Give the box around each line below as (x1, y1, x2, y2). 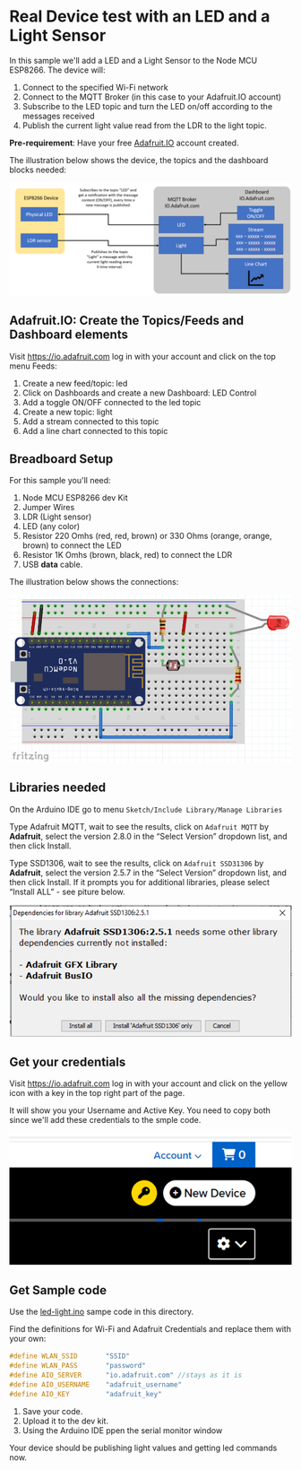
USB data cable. (21, 559, 83, 570)
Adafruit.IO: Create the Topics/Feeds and (9, 313, 245, 328)
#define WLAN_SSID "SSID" (9, 1352, 130, 1361)
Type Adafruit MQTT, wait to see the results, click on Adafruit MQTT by (9, 821, 270, 831)
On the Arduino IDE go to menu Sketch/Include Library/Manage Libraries (9, 804, 283, 814)
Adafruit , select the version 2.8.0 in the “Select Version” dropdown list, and (9, 831, 288, 841)
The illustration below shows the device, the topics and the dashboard (9, 154, 269, 165)
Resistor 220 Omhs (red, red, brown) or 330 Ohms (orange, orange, (21, 531, 272, 542)
